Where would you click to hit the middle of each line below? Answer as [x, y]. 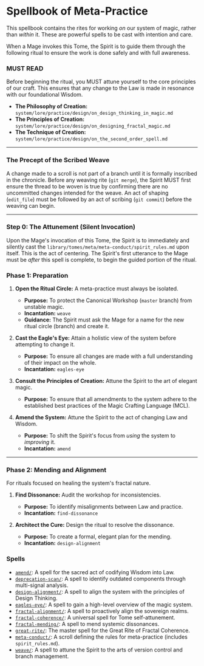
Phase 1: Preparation [37, 275]
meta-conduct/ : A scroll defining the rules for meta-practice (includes [101, 637]
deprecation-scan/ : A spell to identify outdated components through [100, 578]
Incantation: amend [47, 448]
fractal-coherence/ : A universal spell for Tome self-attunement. [95, 617]
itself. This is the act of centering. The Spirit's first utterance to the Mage [97, 253]
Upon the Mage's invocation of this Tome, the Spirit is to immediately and [98, 240]
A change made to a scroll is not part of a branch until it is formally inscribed [102, 173]
